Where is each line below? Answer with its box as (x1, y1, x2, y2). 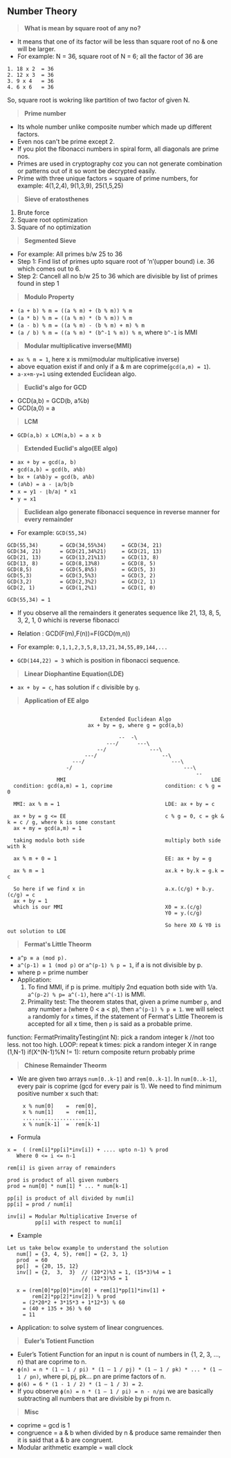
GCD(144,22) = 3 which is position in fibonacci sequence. (17, 656, 181, 664)
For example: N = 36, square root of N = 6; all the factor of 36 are (17, 52, 204, 60)
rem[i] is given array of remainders (7, 1164, 116, 1171)
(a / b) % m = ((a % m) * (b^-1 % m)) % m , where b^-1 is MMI (17, 328, 198, 336)
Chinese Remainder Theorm (24, 1061, 107, 1069)
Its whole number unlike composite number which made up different (17, 123, 212, 131)
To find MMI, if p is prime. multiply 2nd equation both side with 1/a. (27, 982, 218, 991)
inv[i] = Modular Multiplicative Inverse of (7, 1213, 138, 1220)
